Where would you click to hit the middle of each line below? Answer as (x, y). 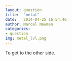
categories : (18, 29)
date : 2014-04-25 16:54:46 (36, 19)
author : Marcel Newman (29, 24)
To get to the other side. (30, 53)
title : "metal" (22, 15)
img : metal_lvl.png (26, 39)
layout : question (24, 10)
